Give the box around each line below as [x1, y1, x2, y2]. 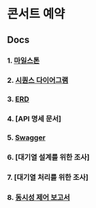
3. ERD [7, 94, 29, 104]
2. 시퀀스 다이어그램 [7, 76, 69, 86]
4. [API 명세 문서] [7, 114, 62, 124]
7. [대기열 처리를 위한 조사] [7, 172, 89, 182]
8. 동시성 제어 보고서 [7, 192, 70, 202]
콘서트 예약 [7, 6, 65, 22]
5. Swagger [7, 133, 46, 142]
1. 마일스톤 [7, 55, 40, 65]
